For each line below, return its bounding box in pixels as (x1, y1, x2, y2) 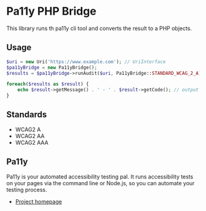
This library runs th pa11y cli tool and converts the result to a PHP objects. (6, 25, 192, 32)
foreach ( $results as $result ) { (6, 81, 89, 87)
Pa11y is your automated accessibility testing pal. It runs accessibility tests (6, 173, 194, 180)
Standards (6, 109, 47, 120)
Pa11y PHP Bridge (6, 4, 97, 18)
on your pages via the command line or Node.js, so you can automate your (6, 179, 195, 186)
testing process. (6, 186, 47, 193)
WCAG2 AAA (15, 139, 49, 146)
